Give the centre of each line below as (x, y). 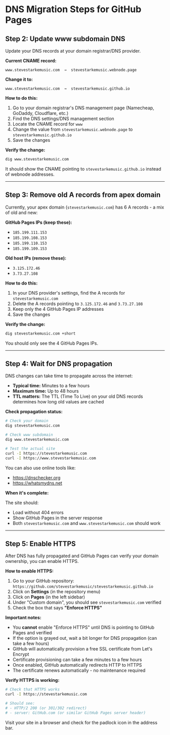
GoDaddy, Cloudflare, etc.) (40, 113)
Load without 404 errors (38, 512)
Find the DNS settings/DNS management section (63, 118)
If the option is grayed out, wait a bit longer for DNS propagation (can (85, 638)
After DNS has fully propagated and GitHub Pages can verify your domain (82, 556)
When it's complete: (27, 493)
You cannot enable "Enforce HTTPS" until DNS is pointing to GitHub (83, 627)
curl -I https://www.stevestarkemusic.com (51, 458)
